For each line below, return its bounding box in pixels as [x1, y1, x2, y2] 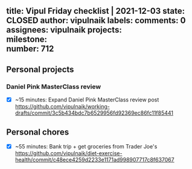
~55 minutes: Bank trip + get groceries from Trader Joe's [14, 142, 158, 150]
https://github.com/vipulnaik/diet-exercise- [14, 150, 123, 157]
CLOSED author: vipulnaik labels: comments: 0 [6, 16, 186, 26]
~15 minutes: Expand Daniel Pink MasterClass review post [14, 96, 159, 103]
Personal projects [6, 64, 74, 74]
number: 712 [6, 43, 54, 54]
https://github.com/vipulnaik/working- [14, 103, 110, 110]
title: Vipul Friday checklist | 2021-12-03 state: [6, 6, 185, 16]
